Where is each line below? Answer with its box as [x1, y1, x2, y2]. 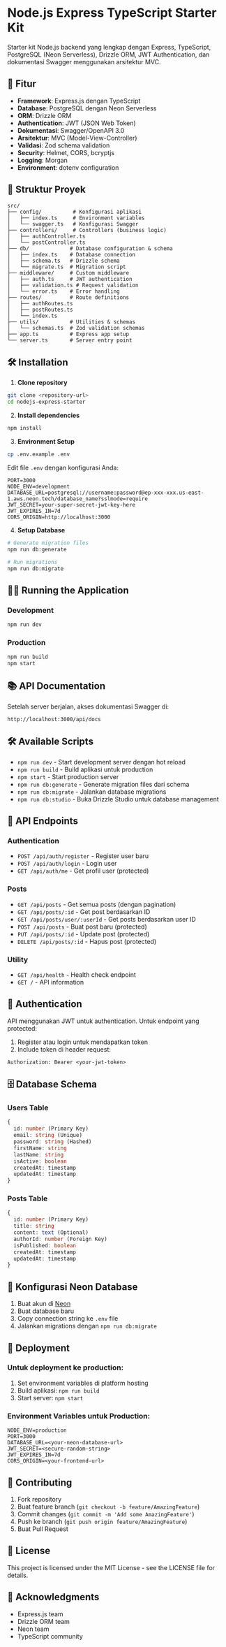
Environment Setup [17, 437, 75, 445]
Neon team [17, 1625, 50, 1633]
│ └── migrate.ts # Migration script [7, 263, 127, 270]
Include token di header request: [17, 1045, 112, 1053]
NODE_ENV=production [7, 1427, 68, 1434]
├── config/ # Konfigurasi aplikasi [7, 208, 142, 215]
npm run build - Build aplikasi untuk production [17, 765, 153, 774]
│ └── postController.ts [7, 239, 86, 246]
